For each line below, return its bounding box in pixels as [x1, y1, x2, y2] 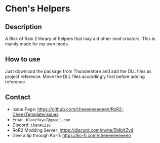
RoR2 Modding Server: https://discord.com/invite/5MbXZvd [12, 127, 134, 133]
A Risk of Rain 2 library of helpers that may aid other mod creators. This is [5, 36, 156, 41]
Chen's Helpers [5, 3, 70, 14]
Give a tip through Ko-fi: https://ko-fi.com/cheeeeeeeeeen [12, 132, 131, 138]
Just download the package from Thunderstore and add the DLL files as [5, 68, 152, 74]
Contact [5, 93, 31, 102]
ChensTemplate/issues [12, 111, 59, 117]
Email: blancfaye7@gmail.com [12, 116, 71, 122]
